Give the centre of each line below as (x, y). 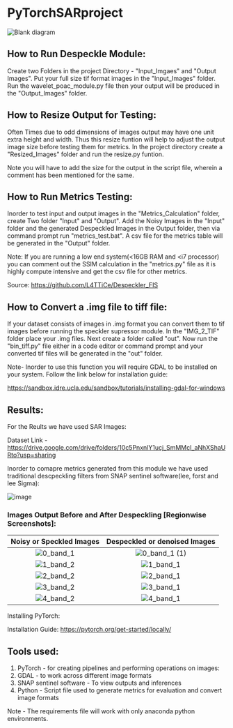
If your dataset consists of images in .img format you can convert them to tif (116, 324)
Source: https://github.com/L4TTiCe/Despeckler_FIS (83, 285)
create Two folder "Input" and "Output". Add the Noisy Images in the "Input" (116, 221)
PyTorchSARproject (65, 13)
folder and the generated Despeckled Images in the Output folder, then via (114, 229)
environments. (28, 719)
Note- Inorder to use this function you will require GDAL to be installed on (112, 367)
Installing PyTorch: (34, 616)
